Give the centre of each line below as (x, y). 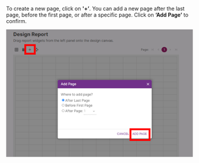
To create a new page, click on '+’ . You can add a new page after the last (95, 9)
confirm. (17, 21)
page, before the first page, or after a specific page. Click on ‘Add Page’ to (97, 15)
